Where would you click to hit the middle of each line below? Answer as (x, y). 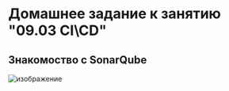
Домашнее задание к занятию (115, 14)
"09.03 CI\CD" (57, 30)
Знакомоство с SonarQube (78, 60)
